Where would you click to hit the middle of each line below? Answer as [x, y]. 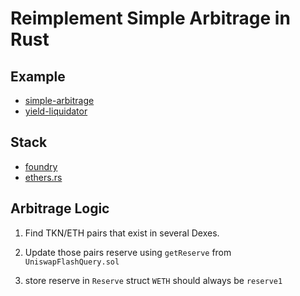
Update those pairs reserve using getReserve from [128, 252]
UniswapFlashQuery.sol [72, 262]
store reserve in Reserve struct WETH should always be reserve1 [153, 280]
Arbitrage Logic [60, 208]
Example [38, 76]
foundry [41, 166]
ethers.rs [43, 177]
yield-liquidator [56, 111]
